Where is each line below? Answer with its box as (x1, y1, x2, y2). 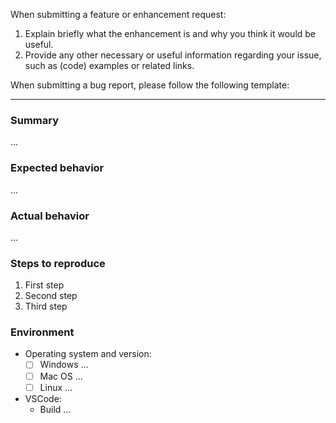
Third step (24, 300, 68, 313)
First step (24, 279, 65, 291)
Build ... (39, 403, 72, 415)
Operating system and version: (24, 348, 152, 360)
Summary (10, 113, 60, 127)
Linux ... (39, 381, 73, 393)
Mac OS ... (39, 370, 83, 382)
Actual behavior (10, 209, 90, 223)
